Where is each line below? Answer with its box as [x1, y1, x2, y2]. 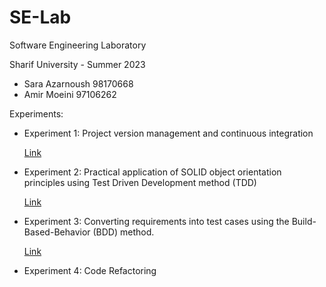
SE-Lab [9, 6, 72, 29]
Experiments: [9, 107, 64, 120]
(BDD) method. [92, 226, 155, 238]
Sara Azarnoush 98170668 [23, 77, 134, 90]
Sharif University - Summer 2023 [9, 58, 146, 70]
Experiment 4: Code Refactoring [23, 264, 157, 276]
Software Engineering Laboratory [9, 39, 147, 51]
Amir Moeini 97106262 [23, 88, 117, 100]
